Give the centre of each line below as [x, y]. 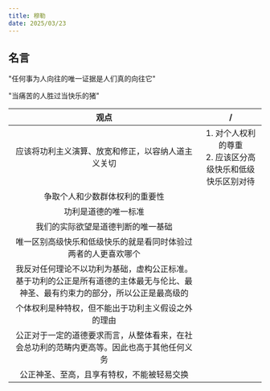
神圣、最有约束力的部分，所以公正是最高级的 [104, 293]
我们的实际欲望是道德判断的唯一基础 [104, 227]
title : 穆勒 [27, 16]
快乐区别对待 [231, 182]
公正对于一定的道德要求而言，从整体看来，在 [100, 335]
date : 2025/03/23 [37, 23]
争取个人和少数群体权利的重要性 [104, 196]
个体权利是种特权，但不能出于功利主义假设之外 [104, 308]
